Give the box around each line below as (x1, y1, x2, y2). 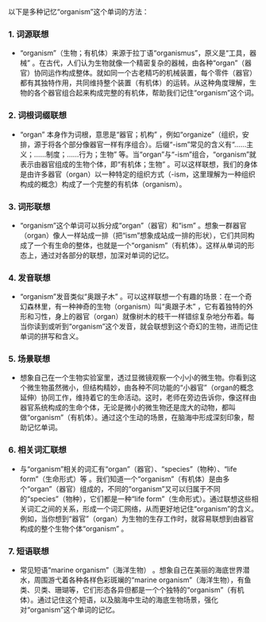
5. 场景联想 (8, 353, 51, 364)
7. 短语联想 (8, 546, 49, 557)
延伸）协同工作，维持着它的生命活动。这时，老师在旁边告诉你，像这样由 (19, 393, 256, 402)
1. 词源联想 (8, 29, 49, 40)
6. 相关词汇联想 (8, 445, 67, 456)
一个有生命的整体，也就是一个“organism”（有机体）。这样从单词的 (33, 240, 249, 250)
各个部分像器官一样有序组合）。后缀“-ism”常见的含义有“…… (54, 139, 247, 149)
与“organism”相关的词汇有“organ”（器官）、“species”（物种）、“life (19, 464, 237, 473)
